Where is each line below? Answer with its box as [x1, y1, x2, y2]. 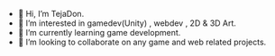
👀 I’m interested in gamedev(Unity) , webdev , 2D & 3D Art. [17, 18, 237, 28]
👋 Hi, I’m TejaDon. [17, 9, 85, 19]
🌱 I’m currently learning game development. [17, 28, 181, 37]
